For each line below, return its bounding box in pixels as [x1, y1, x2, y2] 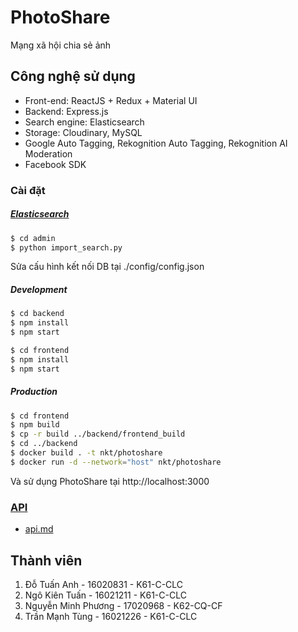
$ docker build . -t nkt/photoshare [10, 448, 163, 458]
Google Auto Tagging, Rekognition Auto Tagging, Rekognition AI [24, 137, 288, 149]
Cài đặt [10, 183, 46, 197]
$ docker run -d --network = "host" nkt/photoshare [10, 457, 222, 467]
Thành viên [10, 552, 83, 569]
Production [10, 386, 58, 398]
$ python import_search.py [10, 242, 123, 253]
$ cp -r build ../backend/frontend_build [10, 429, 186, 440]
